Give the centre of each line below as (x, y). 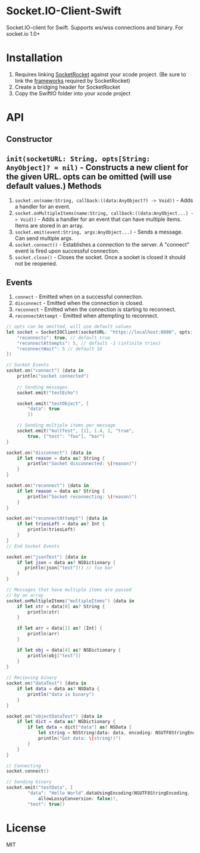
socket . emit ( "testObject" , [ (53, 403)
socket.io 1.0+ (23, 33)
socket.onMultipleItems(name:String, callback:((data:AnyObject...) (101, 214)
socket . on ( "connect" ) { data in (45, 371)
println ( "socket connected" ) (53, 376)
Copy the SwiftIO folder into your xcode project (73, 93)
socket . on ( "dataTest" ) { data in (46, 683)
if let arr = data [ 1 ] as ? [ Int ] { (60, 628)
